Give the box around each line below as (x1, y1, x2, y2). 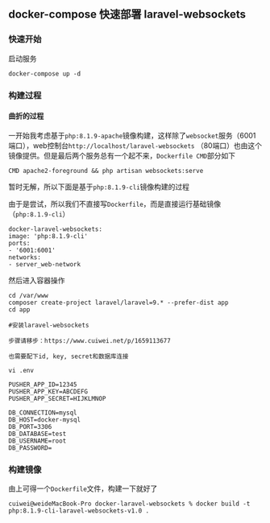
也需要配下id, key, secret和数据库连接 (8, 352, 129, 360)
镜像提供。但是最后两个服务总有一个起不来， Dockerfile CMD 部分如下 (8, 150, 236, 160)
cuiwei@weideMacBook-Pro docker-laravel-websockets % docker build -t (8, 500, 251, 509)
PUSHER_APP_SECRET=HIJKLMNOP (8, 394, 106, 402)
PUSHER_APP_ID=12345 (8, 381, 78, 389)
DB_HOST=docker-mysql (8, 415, 81, 424)
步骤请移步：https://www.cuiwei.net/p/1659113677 (8, 336, 171, 344)
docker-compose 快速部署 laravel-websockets (8, 7, 247, 22)
